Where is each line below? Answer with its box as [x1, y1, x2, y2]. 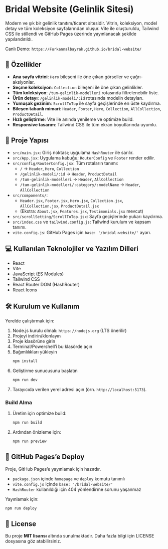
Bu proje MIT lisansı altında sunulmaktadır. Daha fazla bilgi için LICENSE [5, 533, 154, 539]
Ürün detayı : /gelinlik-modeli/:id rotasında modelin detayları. [12, 95, 144, 101]
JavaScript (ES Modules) [12, 271, 64, 277]
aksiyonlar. [12, 79, 35, 85]
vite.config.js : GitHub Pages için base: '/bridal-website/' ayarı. [12, 229, 151, 235]
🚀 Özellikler [5, 60, 42, 69]
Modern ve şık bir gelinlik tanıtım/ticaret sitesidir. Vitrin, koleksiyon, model [5, 20, 157, 26]
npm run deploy [5, 505, 37, 511]
